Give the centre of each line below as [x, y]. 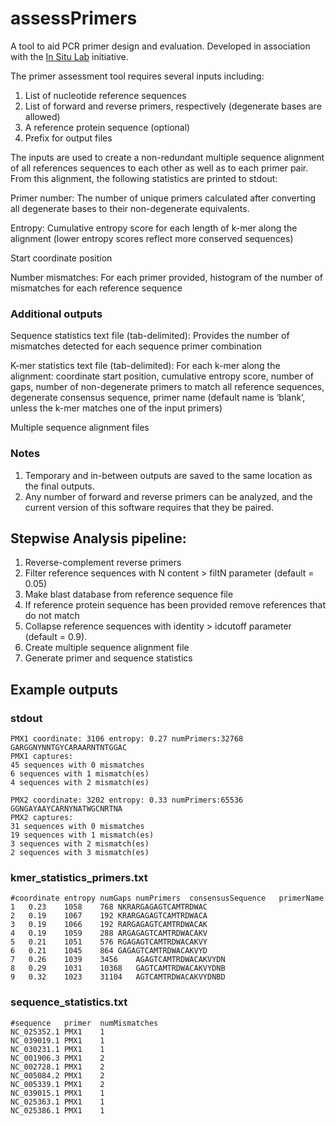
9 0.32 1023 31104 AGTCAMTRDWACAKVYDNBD [118, 977]
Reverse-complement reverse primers [103, 563]
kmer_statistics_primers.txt [79, 877]
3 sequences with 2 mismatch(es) [80, 844]
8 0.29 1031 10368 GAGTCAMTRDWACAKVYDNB [118, 968]
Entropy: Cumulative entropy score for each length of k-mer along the [154, 228]
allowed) [42, 116]
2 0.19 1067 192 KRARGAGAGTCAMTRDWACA [109, 916]
